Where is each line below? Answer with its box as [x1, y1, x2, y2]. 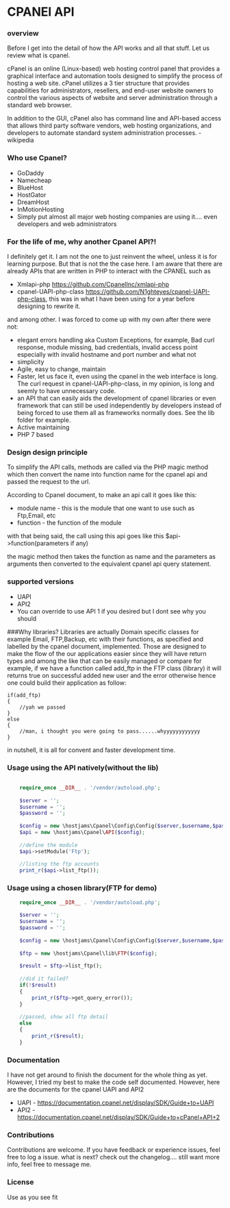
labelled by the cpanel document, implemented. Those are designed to [7, 642, 207, 651]
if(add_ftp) [7, 692, 41, 699]
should [16, 614, 37, 622]
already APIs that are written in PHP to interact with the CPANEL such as [7, 267, 211, 275]
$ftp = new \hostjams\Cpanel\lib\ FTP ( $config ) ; [19, 950, 157, 957]
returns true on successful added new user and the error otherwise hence [7, 671, 216, 679]
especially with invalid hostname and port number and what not [16, 351, 196, 359]
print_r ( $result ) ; [31, 1032, 84, 1040]
